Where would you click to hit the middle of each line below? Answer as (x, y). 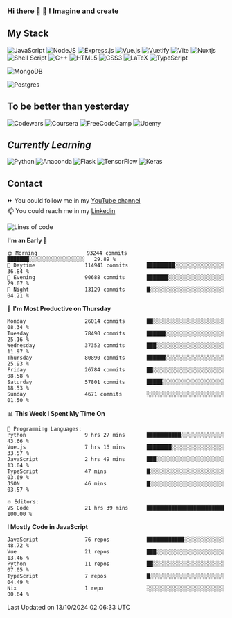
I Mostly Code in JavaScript (48, 527)
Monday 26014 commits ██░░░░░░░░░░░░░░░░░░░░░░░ (116, 321)
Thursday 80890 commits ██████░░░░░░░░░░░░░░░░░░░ (116, 358)
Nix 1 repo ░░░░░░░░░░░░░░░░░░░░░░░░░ (116, 588)
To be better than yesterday (68, 107)
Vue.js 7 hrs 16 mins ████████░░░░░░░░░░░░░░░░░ (116, 447)
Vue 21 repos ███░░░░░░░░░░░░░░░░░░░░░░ (116, 552)
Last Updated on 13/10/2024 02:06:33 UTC (69, 608)
